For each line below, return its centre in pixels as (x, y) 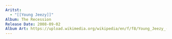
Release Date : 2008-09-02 (33, 24)
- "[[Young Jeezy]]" (32, 15)
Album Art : (17, 29)
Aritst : (14, 10)
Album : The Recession (28, 19)
